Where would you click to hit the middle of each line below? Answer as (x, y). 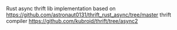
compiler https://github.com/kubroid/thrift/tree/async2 (72, 21)
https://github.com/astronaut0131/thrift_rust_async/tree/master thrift (89, 15)
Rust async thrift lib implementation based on (61, 9)
